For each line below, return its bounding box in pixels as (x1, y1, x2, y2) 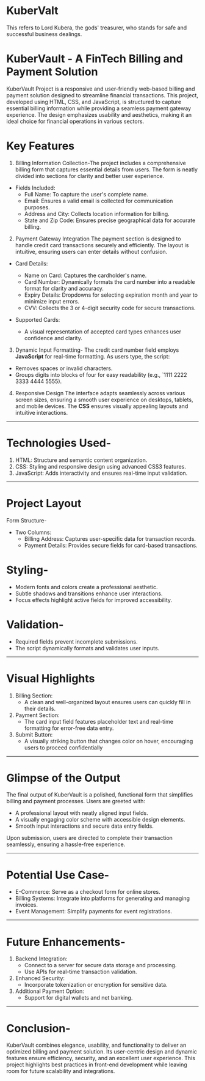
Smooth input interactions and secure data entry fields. (15, 822, 154, 830)
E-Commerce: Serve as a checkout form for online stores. (15, 888, 160, 896)
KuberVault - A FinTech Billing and (6, 52, 183, 66)
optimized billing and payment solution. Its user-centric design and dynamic (6, 1048, 197, 1055)
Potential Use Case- (6, 868, 110, 882)
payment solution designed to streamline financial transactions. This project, (6, 91, 198, 98)
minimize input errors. (24, 297, 79, 305)
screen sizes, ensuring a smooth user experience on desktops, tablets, (15, 396, 193, 403)
